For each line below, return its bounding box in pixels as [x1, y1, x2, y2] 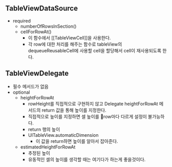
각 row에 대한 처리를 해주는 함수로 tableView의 [28, 41, 122, 47]
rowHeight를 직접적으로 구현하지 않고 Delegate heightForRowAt [28, 100, 158, 107]
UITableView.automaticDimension [28, 132, 99, 138]
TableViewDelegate [5, 69, 69, 78]
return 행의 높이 [28, 126, 60, 132]
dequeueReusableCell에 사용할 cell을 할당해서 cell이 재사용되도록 [28, 47, 162, 53]
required [12, 17, 31, 24]
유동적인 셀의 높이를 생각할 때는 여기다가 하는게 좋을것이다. [28, 156, 146, 162]
